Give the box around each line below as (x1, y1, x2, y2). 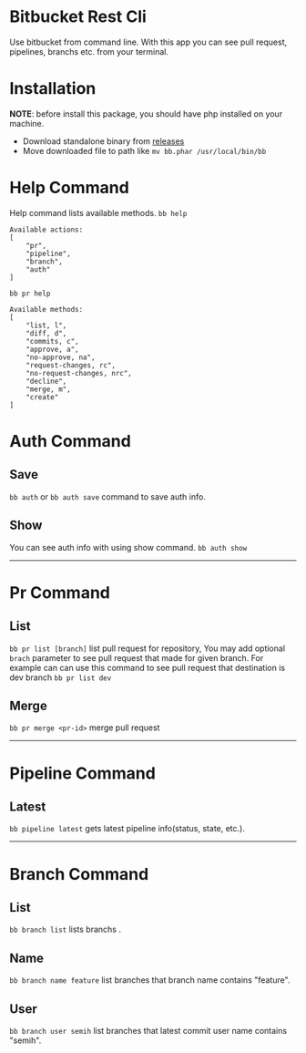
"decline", (25, 377, 67, 386)
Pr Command (9, 582, 111, 603)
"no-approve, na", (25, 353, 96, 362)
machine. (9, 118, 45, 129)
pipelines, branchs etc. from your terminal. (9, 46, 169, 57)
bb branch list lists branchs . (9, 924, 121, 935)
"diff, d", (25, 328, 67, 338)
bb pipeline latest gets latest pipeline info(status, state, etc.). (9, 823, 246, 834)
